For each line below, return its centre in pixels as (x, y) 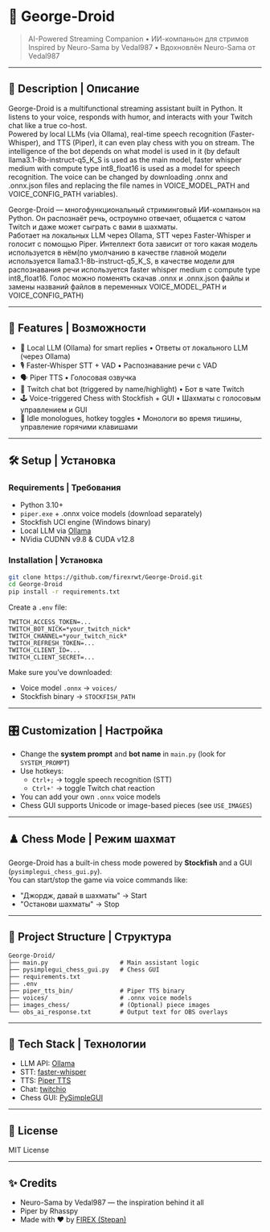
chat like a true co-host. (48, 125)
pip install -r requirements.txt (64, 592)
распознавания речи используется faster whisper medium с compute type (135, 269)
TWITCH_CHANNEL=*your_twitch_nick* (68, 636)
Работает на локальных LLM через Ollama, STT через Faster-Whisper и (130, 235)
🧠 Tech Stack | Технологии (78, 1044)
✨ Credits (33, 1183)
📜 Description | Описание (74, 89)
